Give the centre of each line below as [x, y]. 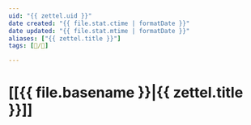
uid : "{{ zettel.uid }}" [50, 16]
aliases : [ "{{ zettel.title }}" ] [65, 38]
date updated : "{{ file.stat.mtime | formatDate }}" [99, 31]
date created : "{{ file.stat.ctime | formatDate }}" [99, 23]
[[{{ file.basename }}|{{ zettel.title [126, 93]
